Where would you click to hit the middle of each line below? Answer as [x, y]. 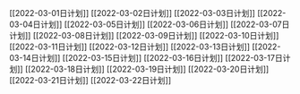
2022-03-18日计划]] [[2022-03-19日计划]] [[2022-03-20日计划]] [150, 69]
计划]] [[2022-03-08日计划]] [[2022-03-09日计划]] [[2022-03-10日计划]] [144, 35]
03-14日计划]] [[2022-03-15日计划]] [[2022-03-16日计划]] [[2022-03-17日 [146, 58]
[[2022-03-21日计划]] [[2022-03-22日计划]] [90, 80]
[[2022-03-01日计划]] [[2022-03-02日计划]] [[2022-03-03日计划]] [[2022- [148, 13]
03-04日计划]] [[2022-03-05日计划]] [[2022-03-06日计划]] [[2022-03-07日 [150, 24]
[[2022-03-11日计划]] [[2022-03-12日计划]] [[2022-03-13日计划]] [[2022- [145, 47]
